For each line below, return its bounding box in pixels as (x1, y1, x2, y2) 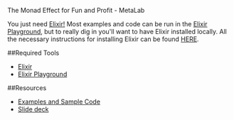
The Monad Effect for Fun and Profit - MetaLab (7, 6, 145, 14)
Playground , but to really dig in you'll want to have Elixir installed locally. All (7, 28, 228, 36)
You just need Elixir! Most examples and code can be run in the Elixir (7, 20, 208, 28)
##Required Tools (7, 49, 60, 57)
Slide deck (17, 105, 49, 113)
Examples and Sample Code (17, 97, 101, 106)
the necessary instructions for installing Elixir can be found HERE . (7, 35, 199, 43)
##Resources (7, 84, 47, 92)
